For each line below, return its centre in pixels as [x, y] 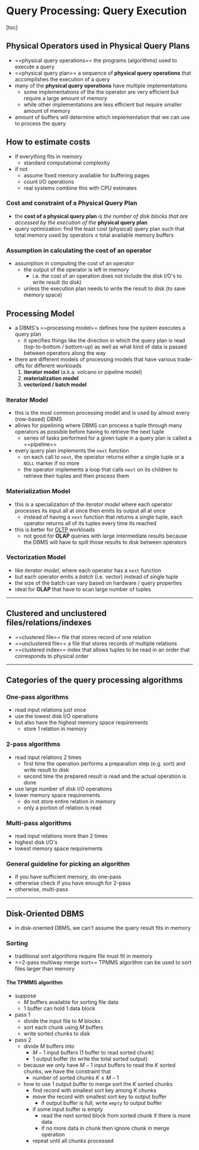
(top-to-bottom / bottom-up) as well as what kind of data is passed [105, 347]
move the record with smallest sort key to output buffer [99, 1097]
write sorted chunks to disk [57, 1033]
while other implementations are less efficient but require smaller [103, 104]
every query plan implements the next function [72, 451]
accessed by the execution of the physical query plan [81, 222]
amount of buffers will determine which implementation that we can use [102, 117]
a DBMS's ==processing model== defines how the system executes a [100, 328]
